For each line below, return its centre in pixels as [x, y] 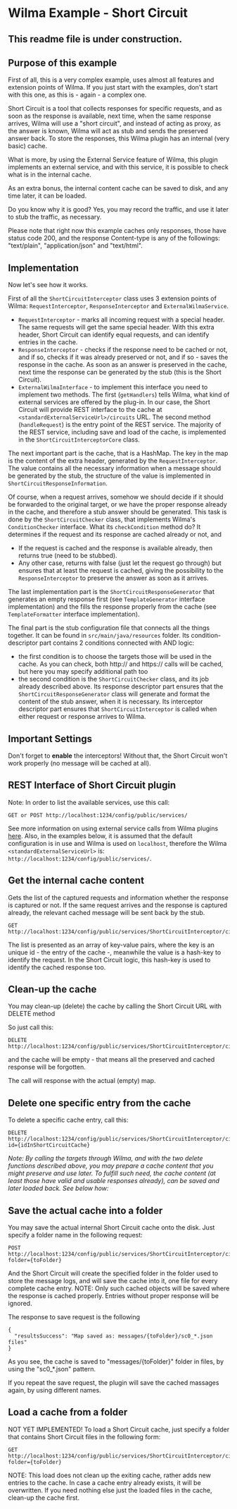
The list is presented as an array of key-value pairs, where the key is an [111, 945]
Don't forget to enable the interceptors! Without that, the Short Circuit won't [118, 756]
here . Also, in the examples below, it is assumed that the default [100, 836]
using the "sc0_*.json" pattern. [52, 1369]
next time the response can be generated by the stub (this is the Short [120, 372]
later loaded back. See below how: [58, 1188]
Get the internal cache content [76, 881]
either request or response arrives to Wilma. [82, 717]
